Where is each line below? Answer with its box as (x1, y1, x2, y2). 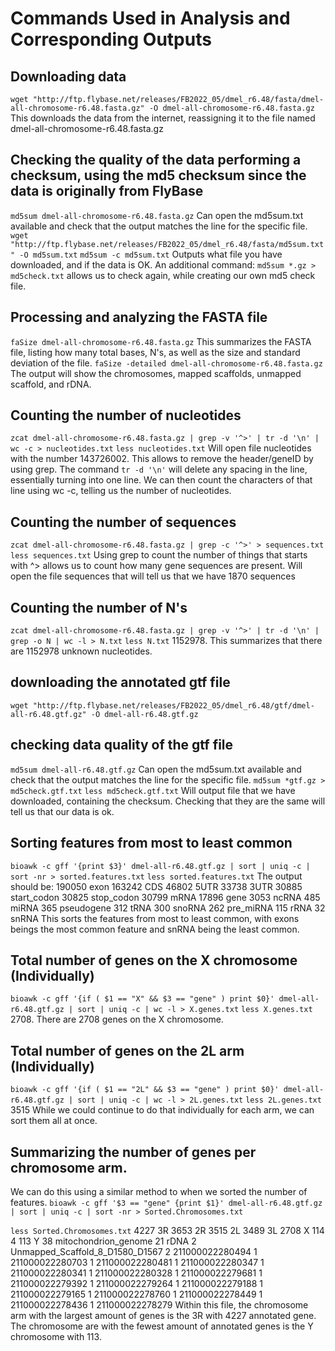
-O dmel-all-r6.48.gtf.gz (90, 709, 199, 719)
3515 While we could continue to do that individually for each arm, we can (10, 1104, 315, 1116)
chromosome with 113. (10, 1330, 102, 1342)
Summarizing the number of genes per (10, 1143, 257, 1161)
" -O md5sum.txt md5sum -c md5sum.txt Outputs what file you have (10, 248, 283, 260)
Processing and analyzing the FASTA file (10, 309, 268, 326)
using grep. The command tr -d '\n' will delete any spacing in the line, (10, 463, 308, 476)
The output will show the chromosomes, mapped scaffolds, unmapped (10, 367, 302, 379)
